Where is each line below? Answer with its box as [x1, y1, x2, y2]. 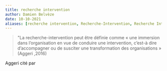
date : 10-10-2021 [5, 16, 41, 21]
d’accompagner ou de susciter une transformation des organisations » [17, 45, 162, 51]
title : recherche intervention [5, 7, 70, 12]
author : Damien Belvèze [5, 12, 55, 17]
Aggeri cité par [5, 60, 36, 66]
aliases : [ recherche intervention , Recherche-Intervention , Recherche [5, 21, 155, 26]
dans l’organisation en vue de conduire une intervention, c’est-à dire [17, 40, 157, 46]
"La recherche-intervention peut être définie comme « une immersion [17, 35, 160, 41]
